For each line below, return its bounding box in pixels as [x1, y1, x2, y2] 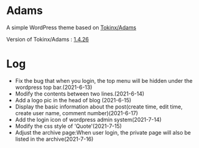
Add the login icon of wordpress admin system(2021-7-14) [15, 116, 162, 123]
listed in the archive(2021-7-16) [15, 135, 94, 143]
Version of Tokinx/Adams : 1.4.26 [6, 35, 89, 43]
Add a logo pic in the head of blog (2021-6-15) [15, 96, 132, 104]
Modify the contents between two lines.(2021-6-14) [15, 90, 145, 97]
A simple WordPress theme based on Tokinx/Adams [6, 24, 137, 31]
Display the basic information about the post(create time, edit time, [15, 103, 183, 110]
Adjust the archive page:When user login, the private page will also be [15, 129, 191, 136]
